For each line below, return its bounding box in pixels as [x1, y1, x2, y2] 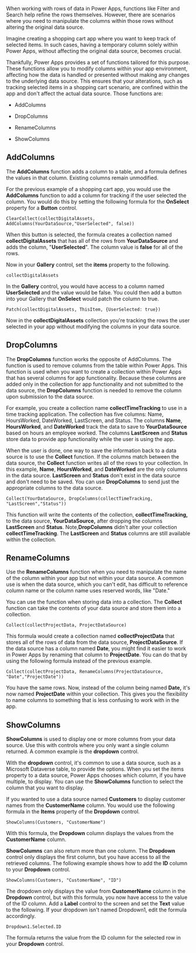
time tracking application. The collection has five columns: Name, [6, 411, 164, 418]
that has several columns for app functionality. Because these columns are [6, 374, 186, 381]
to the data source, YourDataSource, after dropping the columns [6, 517, 163, 524]
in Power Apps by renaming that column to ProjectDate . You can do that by [6, 651, 188, 659]
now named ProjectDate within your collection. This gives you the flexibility [6, 690, 188, 697]
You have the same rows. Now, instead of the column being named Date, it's [6, 684, 191, 691]
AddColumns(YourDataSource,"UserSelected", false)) [6, 221, 135, 226]
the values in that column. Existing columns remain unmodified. [6, 174, 159, 181]
